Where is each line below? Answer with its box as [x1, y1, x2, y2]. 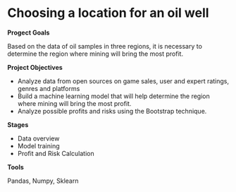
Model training [17, 141, 60, 150]
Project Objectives [7, 63, 63, 71]
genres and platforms [17, 84, 80, 92]
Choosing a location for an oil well [7, 5, 209, 21]
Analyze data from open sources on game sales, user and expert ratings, [17, 76, 230, 85]
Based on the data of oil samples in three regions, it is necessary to [7, 42, 203, 50]
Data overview [17, 134, 60, 143]
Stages [7, 120, 29, 128]
